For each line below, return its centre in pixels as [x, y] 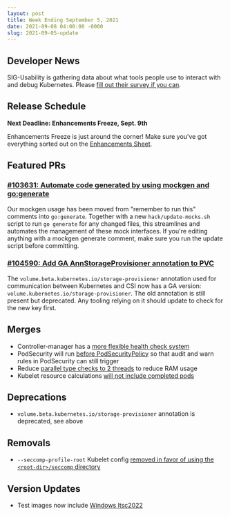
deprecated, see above [50, 421]
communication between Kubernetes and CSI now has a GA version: [104, 286]
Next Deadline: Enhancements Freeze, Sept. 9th [77, 123]
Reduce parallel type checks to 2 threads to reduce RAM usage [107, 368]
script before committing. [43, 245]
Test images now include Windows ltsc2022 [80, 506]
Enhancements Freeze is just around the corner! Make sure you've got [107, 136]
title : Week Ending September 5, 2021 [63, 20]
